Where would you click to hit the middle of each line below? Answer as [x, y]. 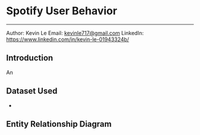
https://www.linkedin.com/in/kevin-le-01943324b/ [68, 39]
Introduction [30, 58]
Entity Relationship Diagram [59, 124]
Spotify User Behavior [62, 11]
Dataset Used [32, 91]
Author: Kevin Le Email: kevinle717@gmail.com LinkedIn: [75, 33]
